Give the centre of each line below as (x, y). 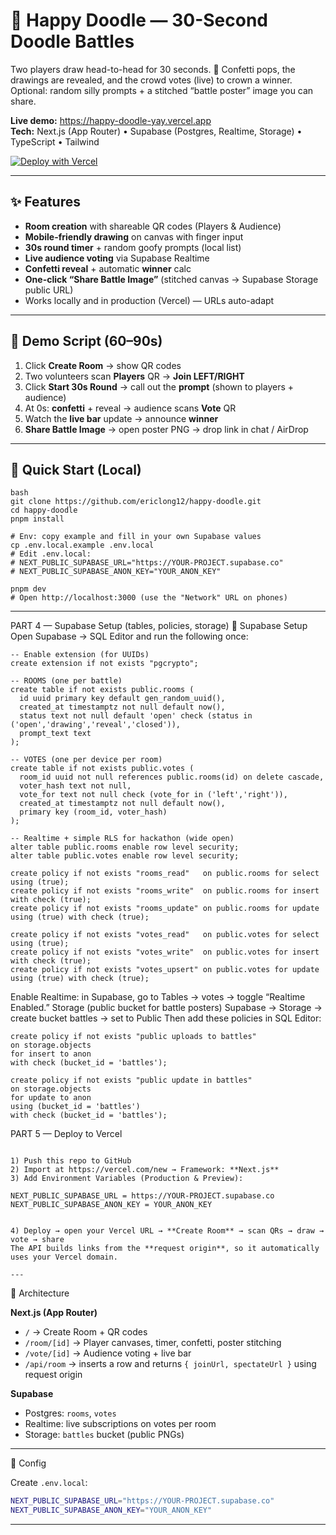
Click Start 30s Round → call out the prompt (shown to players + (159, 386)
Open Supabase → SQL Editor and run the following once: (129, 636)
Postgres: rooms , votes (70, 1413)
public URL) (49, 290)
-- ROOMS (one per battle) (66, 681)
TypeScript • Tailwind (55, 141)
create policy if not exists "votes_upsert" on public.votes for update (165, 970)
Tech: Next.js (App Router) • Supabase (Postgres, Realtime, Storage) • (156, 131)
